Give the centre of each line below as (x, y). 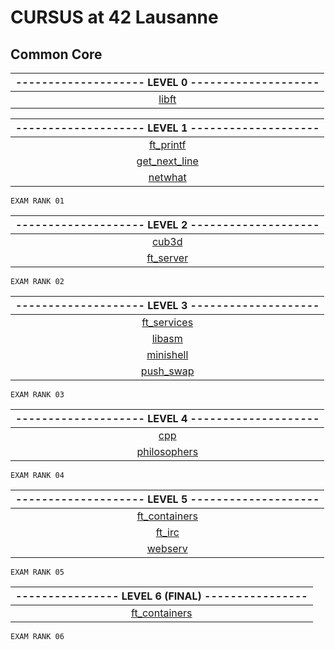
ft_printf (167, 144)
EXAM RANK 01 (37, 201)
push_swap (167, 371)
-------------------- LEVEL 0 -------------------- (167, 82)
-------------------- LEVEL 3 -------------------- (167, 305)
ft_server (167, 258)
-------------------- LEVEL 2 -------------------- (167, 224)
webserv (167, 548)
